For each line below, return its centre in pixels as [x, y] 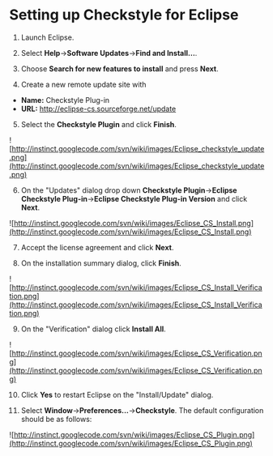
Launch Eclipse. [47, 37]
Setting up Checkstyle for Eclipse [124, 15]
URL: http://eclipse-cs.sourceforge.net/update [98, 109]
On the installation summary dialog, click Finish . [101, 263]
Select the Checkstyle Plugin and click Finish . [98, 124]
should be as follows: [56, 419]
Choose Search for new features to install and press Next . [119, 68]
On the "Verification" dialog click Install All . [94, 329]
